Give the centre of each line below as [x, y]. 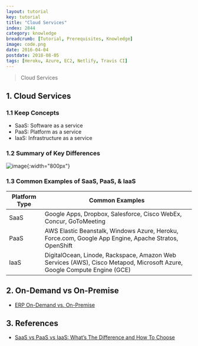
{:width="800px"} [49, 166]
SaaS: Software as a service [49, 126]
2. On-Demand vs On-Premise [62, 291]
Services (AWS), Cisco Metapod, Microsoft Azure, [114, 262]
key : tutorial [24, 17]
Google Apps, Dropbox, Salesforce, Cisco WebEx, [113, 214]
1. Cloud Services [39, 96]
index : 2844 [21, 28]
